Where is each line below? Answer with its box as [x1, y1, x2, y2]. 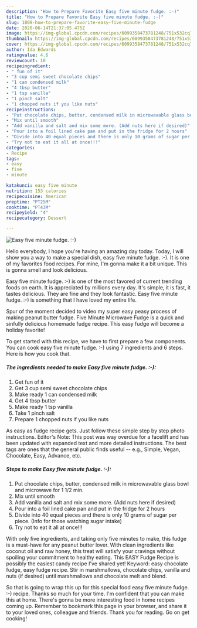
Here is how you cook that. [6, 350, 72, 357]
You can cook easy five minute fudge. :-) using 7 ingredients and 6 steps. [6, 344, 184, 351]
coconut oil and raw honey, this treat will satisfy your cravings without [6, 547, 175, 554]
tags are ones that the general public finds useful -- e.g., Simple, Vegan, [6, 446, 181, 453]
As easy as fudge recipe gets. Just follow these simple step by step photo [6, 427, 185, 434]
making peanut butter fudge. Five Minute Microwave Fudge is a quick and [6, 314, 184, 321]
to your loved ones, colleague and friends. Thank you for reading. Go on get [6, 609, 189, 616]
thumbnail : [6, 36, 33, 42]
